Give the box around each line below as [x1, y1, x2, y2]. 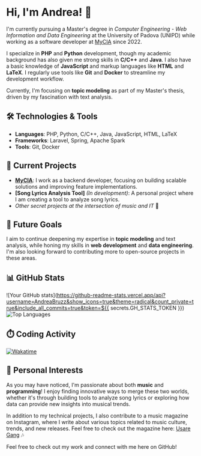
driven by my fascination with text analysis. [6, 93, 113, 100]
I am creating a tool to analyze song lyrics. [14, 195, 120, 203]
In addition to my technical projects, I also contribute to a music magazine [6, 412, 188, 419]
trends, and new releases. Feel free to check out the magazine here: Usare [6, 425, 191, 432]
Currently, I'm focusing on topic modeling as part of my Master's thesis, [6, 87, 185, 94]
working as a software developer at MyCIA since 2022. [6, 38, 142, 45]
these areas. [6, 255, 37, 262]
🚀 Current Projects [6, 160, 77, 171]
